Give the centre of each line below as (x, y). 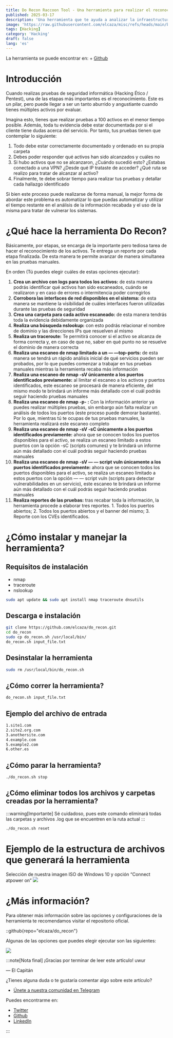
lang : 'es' (17, 44)
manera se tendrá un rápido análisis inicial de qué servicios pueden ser (89, 358)
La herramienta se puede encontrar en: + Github (57, 58)
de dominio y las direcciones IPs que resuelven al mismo (73, 331)
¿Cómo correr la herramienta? (55, 686)
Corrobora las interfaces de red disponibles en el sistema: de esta (85, 298)
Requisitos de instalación (47, 567)
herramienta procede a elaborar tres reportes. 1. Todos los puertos (84, 505)
